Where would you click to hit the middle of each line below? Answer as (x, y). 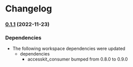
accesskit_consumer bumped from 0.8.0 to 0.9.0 (78, 59)
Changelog (29, 9)
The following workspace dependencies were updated (69, 48)
